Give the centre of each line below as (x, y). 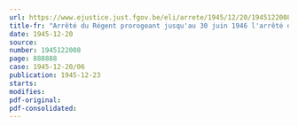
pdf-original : (35, 100)
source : (24, 42)
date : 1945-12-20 (41, 34)
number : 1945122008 (45, 51)
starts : (24, 83)
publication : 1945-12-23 (55, 75)
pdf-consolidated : (43, 108)
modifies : (27, 91)
